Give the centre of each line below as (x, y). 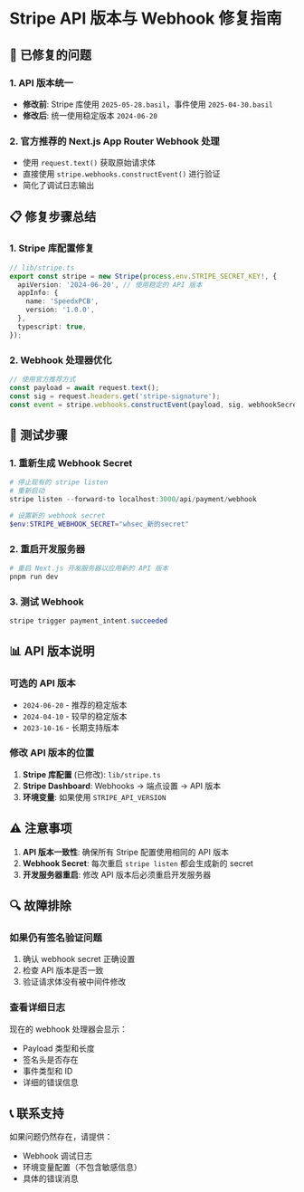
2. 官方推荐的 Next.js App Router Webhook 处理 (114, 141)
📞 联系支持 (37, 1113)
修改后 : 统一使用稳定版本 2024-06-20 (90, 115)
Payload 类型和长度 (58, 1048)
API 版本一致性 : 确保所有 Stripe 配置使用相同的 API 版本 (125, 852)
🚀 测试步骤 (38, 435)
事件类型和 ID (47, 1071)
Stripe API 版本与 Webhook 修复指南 (146, 19)
